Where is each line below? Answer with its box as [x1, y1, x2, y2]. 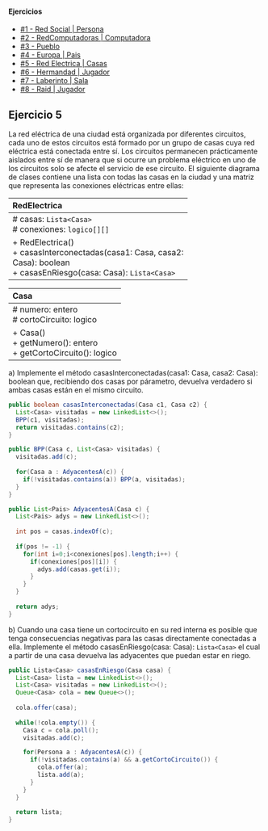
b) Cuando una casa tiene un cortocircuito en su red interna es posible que [8, 624, 258, 634]
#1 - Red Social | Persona [19, 24, 104, 34]
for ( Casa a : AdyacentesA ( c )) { [15, 468, 125, 476]
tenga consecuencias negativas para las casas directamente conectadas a [8, 633, 257, 643]
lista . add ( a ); [37, 771, 85, 779]
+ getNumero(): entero [12, 338, 98, 349]
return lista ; [15, 808, 63, 816]
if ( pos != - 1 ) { [15, 542, 70, 551]
